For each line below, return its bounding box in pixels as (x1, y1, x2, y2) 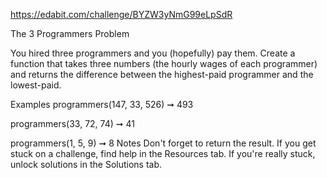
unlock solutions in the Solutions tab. (10, 159, 163, 170)
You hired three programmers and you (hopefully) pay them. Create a (10, 47, 296, 59)
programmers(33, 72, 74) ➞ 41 (10, 118, 135, 129)
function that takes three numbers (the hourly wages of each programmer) (10, 58, 318, 69)
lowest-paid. (10, 79, 62, 91)
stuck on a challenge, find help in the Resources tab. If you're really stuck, (10, 148, 316, 159)
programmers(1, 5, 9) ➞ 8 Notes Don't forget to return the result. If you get (10, 137, 317, 149)
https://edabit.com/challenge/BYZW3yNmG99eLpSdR (10, 9, 233, 20)
